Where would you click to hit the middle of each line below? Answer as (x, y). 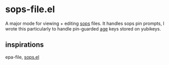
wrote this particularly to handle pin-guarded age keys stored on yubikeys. (83, 28)
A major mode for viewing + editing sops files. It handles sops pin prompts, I (85, 23)
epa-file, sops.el (22, 57)
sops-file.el (30, 9)
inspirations (25, 45)
